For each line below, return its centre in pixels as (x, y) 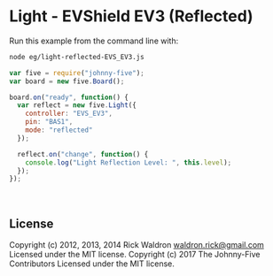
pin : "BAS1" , (49, 122)
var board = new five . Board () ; (67, 81)
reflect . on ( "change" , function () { (83, 154)
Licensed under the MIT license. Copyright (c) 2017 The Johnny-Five (135, 255)
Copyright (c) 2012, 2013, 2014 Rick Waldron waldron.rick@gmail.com (136, 245)
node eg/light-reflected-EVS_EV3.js (77, 57)
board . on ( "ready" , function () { (69, 97)
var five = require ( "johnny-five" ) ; (77, 73)
